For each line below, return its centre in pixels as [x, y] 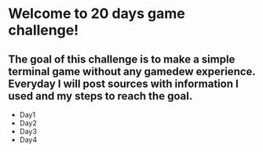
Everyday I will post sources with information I [124, 83]
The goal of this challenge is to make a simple [122, 59]
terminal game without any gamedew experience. [132, 71]
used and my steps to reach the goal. [100, 96]
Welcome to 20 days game [97, 14]
